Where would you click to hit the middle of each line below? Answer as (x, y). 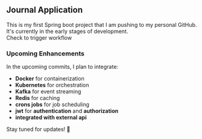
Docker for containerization (50, 79)
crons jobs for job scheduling (52, 105)
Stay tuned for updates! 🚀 (38, 129)
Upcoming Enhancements (45, 53)
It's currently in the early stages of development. (67, 31)
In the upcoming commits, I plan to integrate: (62, 67)
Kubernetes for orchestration (52, 85)
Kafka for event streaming (48, 91)
